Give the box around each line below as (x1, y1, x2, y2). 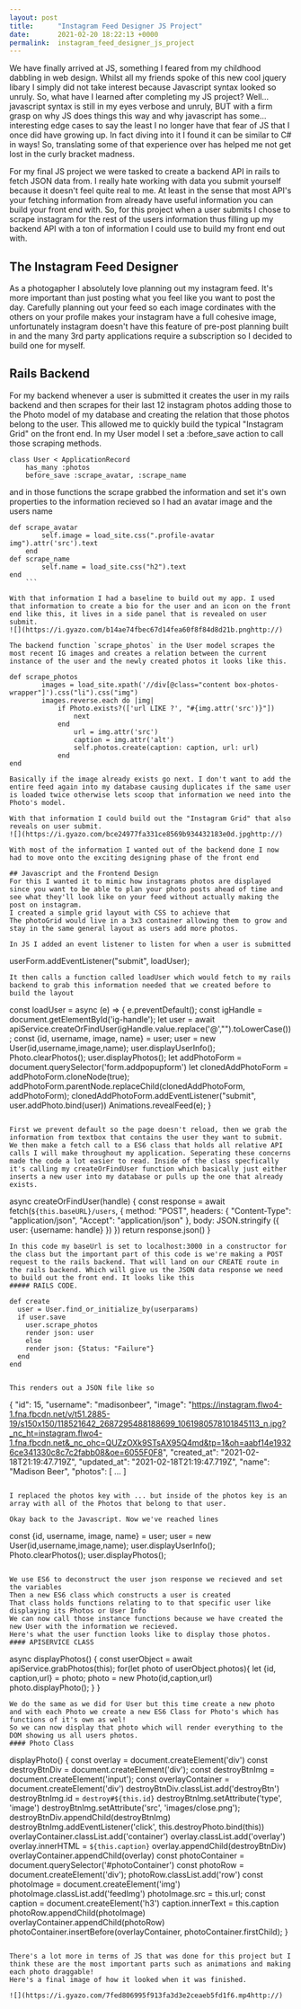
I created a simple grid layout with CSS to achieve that (9, 908, 231, 917)
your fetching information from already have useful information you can (9, 195, 274, 206)
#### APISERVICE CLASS (9, 1637, 94, 1647)
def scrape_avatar (9, 523, 78, 532)
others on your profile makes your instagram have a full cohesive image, (9, 312, 277, 323)
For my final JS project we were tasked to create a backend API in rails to (9, 166, 280, 177)
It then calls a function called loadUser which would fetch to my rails (9, 972, 292, 982)
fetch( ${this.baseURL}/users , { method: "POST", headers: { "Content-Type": (9, 1205, 292, 1216)
